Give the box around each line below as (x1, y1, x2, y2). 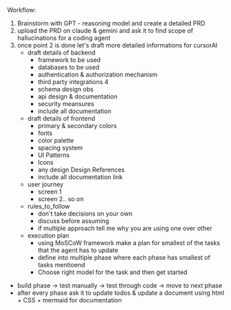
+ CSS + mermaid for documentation (17, 296, 122, 304)
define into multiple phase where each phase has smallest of (37, 254, 210, 261)
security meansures (37, 100, 94, 107)
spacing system (37, 144, 83, 152)
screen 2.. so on (37, 195, 84, 203)
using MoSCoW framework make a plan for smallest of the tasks (37, 239, 221, 247)
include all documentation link (37, 173, 123, 181)
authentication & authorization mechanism (37, 70, 158, 79)
